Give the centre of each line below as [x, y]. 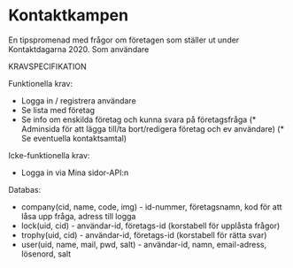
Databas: [25, 189]
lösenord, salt [46, 254]
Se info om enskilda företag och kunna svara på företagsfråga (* [139, 119]
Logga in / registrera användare [78, 100]
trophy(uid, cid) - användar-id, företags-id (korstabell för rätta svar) [144, 234]
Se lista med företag [58, 110]
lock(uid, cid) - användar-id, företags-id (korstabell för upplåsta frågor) [150, 226]
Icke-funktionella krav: [49, 155]
